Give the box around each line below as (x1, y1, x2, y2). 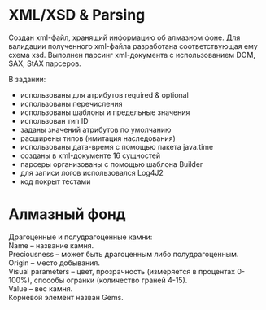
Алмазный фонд (8, 205, 126, 224)
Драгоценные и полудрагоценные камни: (8, 232, 153, 242)
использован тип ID (20, 116, 89, 125)
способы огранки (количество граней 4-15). (33, 275, 188, 285)
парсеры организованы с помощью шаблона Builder (20, 159, 203, 168)
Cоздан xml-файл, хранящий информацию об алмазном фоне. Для (8, 33, 241, 42)
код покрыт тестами (20, 177, 91, 186)
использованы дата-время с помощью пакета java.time (20, 142, 214, 151)
